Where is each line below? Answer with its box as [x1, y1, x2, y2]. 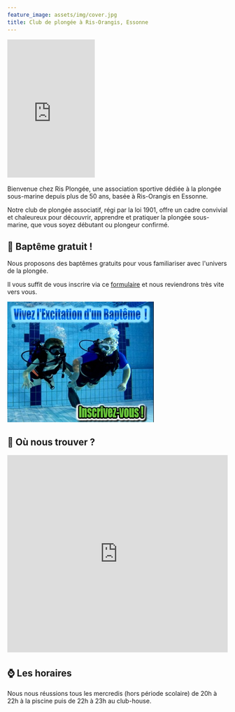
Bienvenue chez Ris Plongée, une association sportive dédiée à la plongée [7, 184, 222, 193]
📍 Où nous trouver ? [7, 436, 96, 448]
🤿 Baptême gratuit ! [7, 241, 93, 253]
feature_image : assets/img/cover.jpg [7, 11, 117, 18]
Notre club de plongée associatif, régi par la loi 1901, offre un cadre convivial [7, 206, 228, 214]
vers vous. [7, 288, 38, 296]
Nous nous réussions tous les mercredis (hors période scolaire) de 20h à [7, 689, 218, 697]
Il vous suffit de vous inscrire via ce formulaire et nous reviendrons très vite [7, 281, 225, 289]
